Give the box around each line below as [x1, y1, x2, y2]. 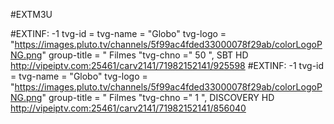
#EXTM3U [10, 9, 53, 20]
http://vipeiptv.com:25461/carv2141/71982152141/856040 [10, 102, 247, 114]
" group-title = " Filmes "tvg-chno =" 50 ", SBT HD [41, 49, 249, 61]
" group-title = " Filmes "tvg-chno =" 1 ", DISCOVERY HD [41, 92, 275, 103]
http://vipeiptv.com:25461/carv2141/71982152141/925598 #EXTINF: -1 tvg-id [10, 60, 325, 71]
